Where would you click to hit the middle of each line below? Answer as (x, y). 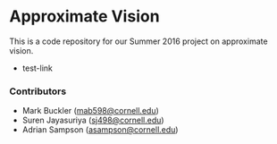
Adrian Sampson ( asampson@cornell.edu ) (100, 130)
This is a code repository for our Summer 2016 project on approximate (138, 41)
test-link (38, 68)
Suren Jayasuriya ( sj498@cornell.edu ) (93, 120)
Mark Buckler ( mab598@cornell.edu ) (90, 111)
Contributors (38, 91)
